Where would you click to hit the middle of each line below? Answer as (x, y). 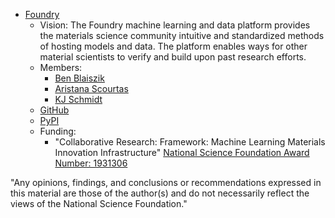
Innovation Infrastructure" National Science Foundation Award (182, 152)
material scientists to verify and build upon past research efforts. (173, 57)
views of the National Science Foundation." (99, 203)
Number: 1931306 (91, 163)
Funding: (58, 131)
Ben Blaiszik (79, 78)
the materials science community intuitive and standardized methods (182, 35)
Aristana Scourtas (91, 88)
